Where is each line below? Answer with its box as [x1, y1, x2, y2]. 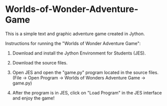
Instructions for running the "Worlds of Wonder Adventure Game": [5, 40, 141, 46]
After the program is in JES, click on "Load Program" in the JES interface [12, 89, 162, 95]
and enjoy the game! [12, 95, 55, 101]
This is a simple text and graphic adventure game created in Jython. [5, 30, 145, 36]
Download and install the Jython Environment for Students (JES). [12, 50, 146, 56]
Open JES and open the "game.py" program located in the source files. [12, 69, 159, 75]
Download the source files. [12, 59, 68, 65]
